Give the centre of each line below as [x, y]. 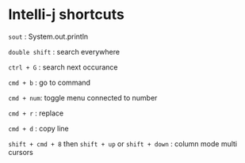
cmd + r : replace [36, 113]
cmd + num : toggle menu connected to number [83, 97]
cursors [21, 152]
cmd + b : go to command [50, 82]
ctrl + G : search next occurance [63, 67]
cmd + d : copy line [38, 128]
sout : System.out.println [48, 36]
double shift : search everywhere [64, 51]
